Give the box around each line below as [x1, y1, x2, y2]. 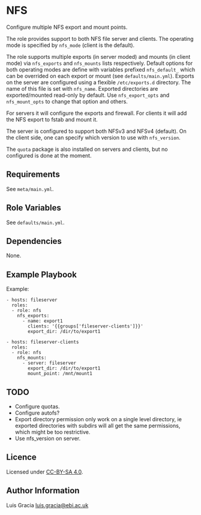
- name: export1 [22, 318, 63, 325]
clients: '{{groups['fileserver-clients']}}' [28, 323, 144, 329]
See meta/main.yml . [6, 185, 54, 192]
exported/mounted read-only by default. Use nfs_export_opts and [6, 91, 170, 99]
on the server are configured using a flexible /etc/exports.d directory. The [6, 79, 191, 86]
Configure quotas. [14, 403, 60, 410]
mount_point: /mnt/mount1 [28, 371, 93, 377]
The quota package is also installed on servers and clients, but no [6, 145, 168, 153]
